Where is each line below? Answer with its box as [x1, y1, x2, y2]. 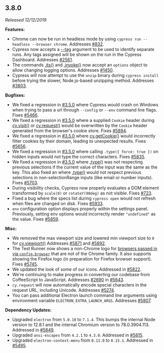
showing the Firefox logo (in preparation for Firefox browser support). [12, 256, 152, 261]
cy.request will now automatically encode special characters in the [12, 282, 147, 288]
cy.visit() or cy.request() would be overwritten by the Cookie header [12, 122, 148, 128]
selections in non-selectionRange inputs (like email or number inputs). [12, 174, 153, 180]
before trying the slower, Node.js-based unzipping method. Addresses [12, 77, 154, 83]
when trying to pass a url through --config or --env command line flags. [12, 107, 158, 113]
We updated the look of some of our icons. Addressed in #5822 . [12, 266, 142, 272]
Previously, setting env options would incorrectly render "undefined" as [12, 211, 156, 217]
